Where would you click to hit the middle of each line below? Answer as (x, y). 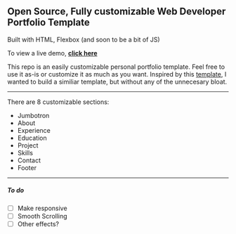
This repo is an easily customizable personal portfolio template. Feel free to (116, 67)
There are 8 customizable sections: (58, 102)
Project (28, 145)
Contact (29, 160)
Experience (34, 130)
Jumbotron (33, 115)
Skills (25, 152)
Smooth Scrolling (42, 216)
